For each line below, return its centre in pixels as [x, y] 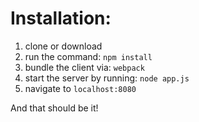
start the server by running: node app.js [107, 78]
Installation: [61, 18]
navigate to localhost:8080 [80, 88]
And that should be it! [54, 108]
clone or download [63, 46]
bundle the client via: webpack [84, 67]
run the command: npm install [88, 56]
